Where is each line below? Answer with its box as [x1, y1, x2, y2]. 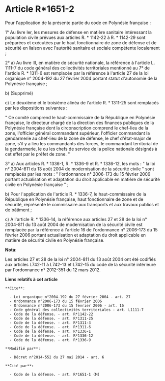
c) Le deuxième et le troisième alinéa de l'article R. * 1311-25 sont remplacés [5, 99, 159, 105]
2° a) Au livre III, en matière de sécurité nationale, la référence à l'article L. [5, 60, 155, 65]
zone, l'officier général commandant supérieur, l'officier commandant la [5, 130, 150, 136]
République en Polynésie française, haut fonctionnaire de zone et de [5, 196, 143, 202]
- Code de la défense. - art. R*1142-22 [9, 312, 93, 317]
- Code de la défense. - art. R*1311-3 [9, 320, 91, 325]
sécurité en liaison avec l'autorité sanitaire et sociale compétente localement [5, 45, 160, 51]
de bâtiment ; [5, 207, 32, 213]
